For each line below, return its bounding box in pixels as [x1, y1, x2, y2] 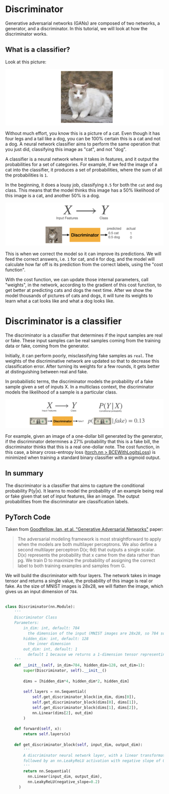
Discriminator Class [14, 615, 57, 620]
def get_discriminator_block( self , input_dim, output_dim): [14, 742, 143, 748]
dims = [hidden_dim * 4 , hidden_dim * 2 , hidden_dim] [23, 678, 129, 684]
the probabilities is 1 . [5, 172, 48, 178]
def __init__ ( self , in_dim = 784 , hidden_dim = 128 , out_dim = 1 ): [14, 663, 145, 668]
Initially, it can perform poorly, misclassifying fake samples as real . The [5, 352, 153, 358]
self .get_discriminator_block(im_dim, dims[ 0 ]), [32, 694, 136, 700]
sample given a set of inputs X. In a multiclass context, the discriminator [5, 383, 154, 389]
